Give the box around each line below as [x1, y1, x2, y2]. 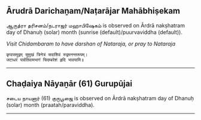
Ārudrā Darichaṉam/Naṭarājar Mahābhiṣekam [6, 6, 181, 16]
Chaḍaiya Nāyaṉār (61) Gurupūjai [6, 79, 133, 89]
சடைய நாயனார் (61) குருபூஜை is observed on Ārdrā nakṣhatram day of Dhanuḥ [6, 94, 194, 101]
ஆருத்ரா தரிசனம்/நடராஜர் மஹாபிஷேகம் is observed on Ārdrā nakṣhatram [6, 21, 185, 29]
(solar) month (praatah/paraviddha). [6, 101, 95, 108]
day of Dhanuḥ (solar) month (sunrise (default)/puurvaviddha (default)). [6, 28, 182, 36]
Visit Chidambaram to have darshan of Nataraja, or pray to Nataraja [6, 40, 176, 47]
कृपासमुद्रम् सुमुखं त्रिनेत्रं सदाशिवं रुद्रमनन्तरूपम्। [6, 51, 88, 57]
